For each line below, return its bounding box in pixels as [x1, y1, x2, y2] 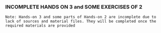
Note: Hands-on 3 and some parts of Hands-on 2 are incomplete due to [5, 15, 156, 20]
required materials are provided [5, 23, 75, 28]
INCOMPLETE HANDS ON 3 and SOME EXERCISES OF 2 [5, 3, 142, 10]
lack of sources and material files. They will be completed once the [5, 19, 156, 24]
